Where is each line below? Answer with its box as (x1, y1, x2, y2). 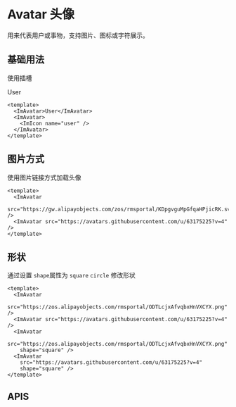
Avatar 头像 (7, 6, 75, 23)
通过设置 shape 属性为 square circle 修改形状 (7, 271, 136, 280)
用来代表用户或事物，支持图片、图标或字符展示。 (7, 31, 149, 39)
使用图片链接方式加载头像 (7, 173, 81, 182)
